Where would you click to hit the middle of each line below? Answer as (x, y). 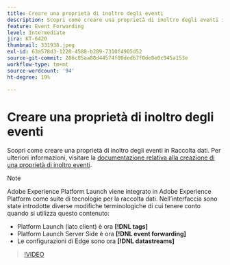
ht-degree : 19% (29, 77)
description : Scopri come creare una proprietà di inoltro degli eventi (113, 20)
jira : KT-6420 (27, 39)
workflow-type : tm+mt (38, 64)
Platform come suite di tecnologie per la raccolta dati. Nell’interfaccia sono (112, 199)
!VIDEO (34, 255)
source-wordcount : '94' (41, 71)
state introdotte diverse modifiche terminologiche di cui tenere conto (104, 206)
